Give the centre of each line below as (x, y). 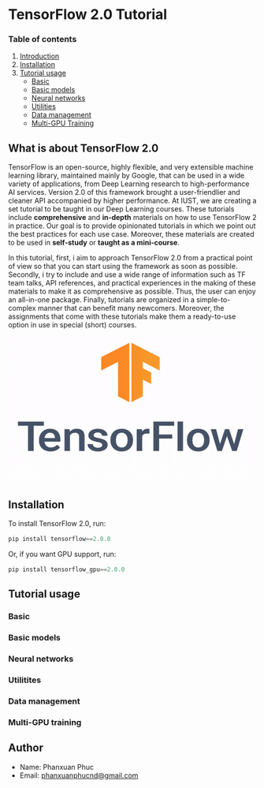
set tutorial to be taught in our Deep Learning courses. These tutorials (121, 209)
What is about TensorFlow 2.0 (84, 148)
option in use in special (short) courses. (73, 325)
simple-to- (213, 300)
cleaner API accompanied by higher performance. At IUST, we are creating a (132, 201)
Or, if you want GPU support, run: (62, 554)
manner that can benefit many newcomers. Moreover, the (131, 308)
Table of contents (43, 39)
